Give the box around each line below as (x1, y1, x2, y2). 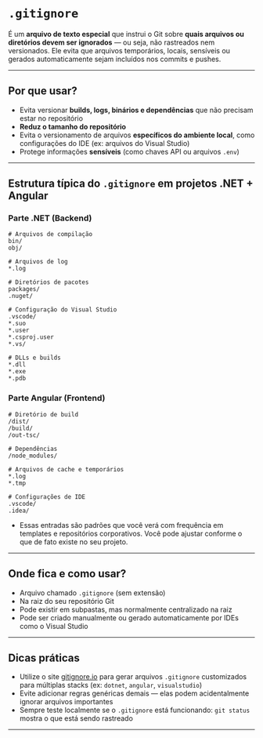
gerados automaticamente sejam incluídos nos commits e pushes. (8, 54, 222, 64)
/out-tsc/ (8, 431, 41, 439)
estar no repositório (19, 113, 84, 123)
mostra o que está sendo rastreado (19, 714, 133, 723)
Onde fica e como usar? (8, 567, 127, 580)
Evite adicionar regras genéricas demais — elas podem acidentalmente (19, 689, 250, 698)
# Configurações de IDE (8, 493, 86, 500)
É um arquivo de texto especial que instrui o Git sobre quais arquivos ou (8, 29, 244, 38)
